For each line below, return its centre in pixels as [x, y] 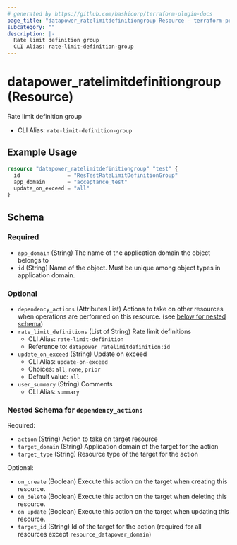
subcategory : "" [31, 27]
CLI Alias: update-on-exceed [68, 362]
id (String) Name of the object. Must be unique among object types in [119, 268]
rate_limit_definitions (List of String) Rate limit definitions [104, 332]
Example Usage [42, 153]
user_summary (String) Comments [65, 384]
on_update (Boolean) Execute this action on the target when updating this [123, 512]
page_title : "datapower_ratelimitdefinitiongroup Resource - [99, 21]
